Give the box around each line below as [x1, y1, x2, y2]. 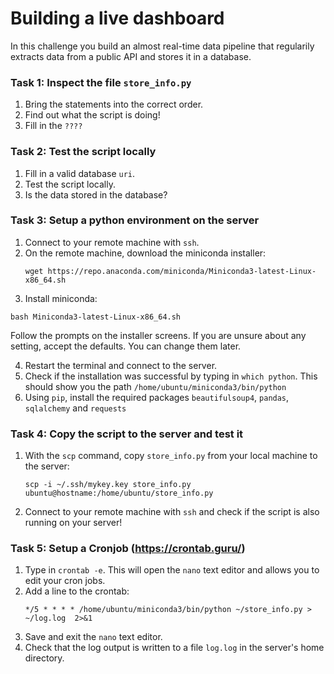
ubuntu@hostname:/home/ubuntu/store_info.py [24, 488, 214, 499]
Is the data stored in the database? [24, 188, 168, 201]
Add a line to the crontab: [24, 585, 130, 597]
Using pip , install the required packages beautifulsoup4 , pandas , [24, 391, 290, 403]
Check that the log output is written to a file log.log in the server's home [24, 642, 325, 654]
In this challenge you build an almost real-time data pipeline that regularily [10, 40, 315, 52]
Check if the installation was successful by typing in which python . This [24, 370, 318, 382]
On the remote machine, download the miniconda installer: [24, 247, 267, 259]
